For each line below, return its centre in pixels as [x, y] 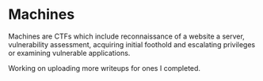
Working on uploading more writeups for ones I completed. [104, 68]
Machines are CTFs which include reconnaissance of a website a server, [127, 36]
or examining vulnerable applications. [69, 53]
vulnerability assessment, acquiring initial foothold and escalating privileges [132, 44]
